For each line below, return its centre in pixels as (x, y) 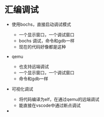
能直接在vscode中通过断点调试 (50, 105)
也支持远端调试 (34, 67)
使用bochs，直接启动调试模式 (41, 24)
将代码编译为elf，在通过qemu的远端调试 (59, 99)
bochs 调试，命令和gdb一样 (47, 41)
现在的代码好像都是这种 (42, 47)
